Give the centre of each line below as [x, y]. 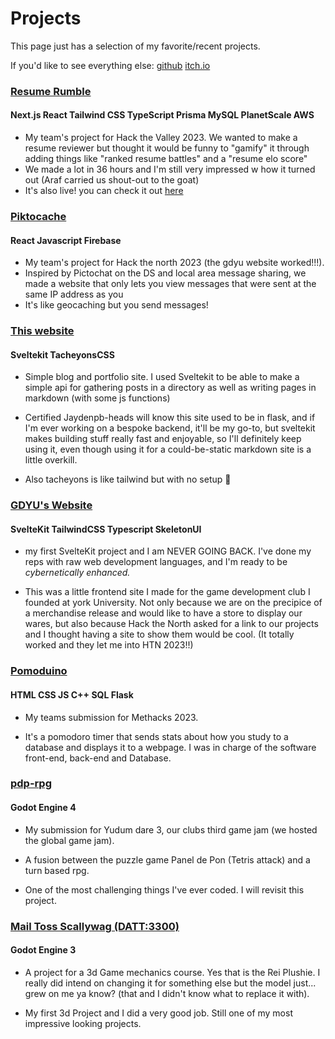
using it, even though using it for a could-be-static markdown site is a [168, 449]
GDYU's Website [51, 505]
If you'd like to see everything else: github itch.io [110, 65]
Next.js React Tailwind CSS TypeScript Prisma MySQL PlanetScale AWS [162, 115]
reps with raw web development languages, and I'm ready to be [156, 562]
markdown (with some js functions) [97, 398]
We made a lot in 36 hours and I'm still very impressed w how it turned [170, 169]
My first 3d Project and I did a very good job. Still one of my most [158, 1013]
